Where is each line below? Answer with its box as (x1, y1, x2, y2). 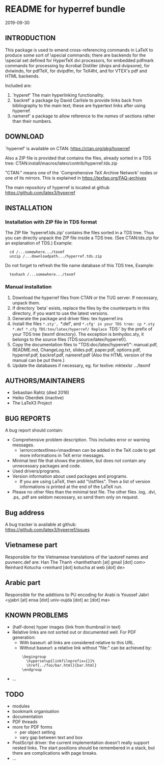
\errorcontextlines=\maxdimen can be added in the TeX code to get (19, 447, 156, 453)
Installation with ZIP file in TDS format (5, 219, 97, 225)
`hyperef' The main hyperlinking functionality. (12, 92, 105, 98)
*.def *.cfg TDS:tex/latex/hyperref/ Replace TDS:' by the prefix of (12, 326, 153, 332)
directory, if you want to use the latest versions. (12, 310, 109, 316)
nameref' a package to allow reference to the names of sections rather (12, 113, 156, 119)
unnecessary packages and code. (12, 463, 81, 469)
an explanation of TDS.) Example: (5, 240, 73, 246)
